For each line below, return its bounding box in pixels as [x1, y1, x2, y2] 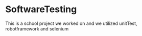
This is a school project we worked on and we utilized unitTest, [5, 20, 137, 26]
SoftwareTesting [5, 4, 77, 15]
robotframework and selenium [5, 25, 69, 31]
